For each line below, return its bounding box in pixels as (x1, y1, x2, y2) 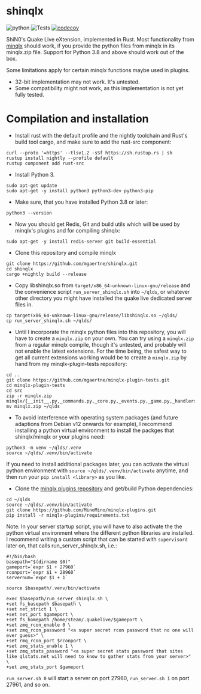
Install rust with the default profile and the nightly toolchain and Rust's (14, 132, 188, 139)
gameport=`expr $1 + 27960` (6, 564, 77, 570)
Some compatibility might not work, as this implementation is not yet (14, 84, 184, 91)
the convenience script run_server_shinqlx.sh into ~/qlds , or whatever (14, 288, 190, 295)
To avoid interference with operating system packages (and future (14, 413, 178, 421)
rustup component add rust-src (6, 160, 84, 166)
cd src (6, 388, 23, 394)
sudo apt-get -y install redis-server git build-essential (6, 239, 157, 245)
